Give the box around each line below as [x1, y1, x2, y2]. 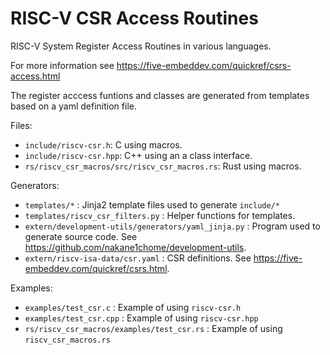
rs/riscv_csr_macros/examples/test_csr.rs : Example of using [24, 322, 283, 334]
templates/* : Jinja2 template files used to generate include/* [24, 198, 280, 211]
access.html [10, 70, 61, 82]
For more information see [10, 59, 115, 71]
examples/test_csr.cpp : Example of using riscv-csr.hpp [24, 312, 259, 324]
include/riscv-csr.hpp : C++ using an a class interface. [24, 149, 253, 161]
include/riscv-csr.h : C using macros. [24, 138, 183, 151]
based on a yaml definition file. [10, 100, 137, 112]
